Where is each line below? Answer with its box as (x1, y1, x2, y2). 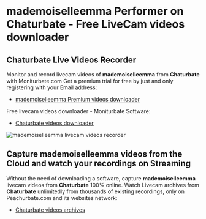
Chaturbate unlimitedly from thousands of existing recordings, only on (6, 188, 185, 195)
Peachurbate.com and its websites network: (6, 194, 118, 201)
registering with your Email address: (6, 84, 97, 91)
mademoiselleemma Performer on (6, 4, 184, 18)
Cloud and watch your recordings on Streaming (6, 158, 191, 169)
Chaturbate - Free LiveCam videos (6, 17, 185, 31)
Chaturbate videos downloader (15, 119, 94, 127)
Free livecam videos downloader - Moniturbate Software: (6, 108, 151, 114)
